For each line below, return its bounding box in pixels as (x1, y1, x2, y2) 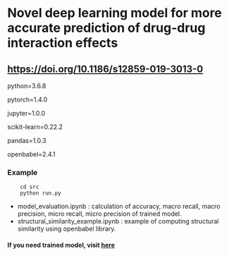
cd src (20, 183, 39, 191)
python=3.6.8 (7, 82, 47, 90)
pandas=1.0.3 (7, 136, 47, 145)
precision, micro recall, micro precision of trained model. (17, 209, 182, 218)
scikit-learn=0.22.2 (7, 123, 63, 131)
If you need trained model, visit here (7, 240, 115, 249)
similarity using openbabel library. (17, 224, 116, 233)
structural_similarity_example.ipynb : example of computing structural (17, 217, 220, 226)
